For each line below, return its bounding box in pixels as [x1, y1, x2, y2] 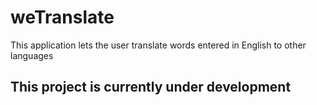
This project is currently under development [10, 79, 292, 96]
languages [10, 49, 54, 61]
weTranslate [10, 6, 115, 29]
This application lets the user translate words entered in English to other [10, 39, 307, 51]
